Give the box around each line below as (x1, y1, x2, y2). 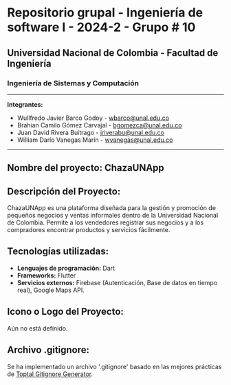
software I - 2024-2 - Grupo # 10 (7, 19, 196, 35)
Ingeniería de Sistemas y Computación (7, 78, 140, 87)
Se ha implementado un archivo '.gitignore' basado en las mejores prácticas (7, 362, 222, 371)
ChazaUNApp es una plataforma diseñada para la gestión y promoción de (7, 204, 217, 212)
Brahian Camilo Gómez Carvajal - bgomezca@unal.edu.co (16, 121, 182, 129)
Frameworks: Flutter (16, 271, 76, 280)
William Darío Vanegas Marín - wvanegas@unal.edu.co (16, 136, 173, 144)
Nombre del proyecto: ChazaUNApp (7, 162, 165, 174)
